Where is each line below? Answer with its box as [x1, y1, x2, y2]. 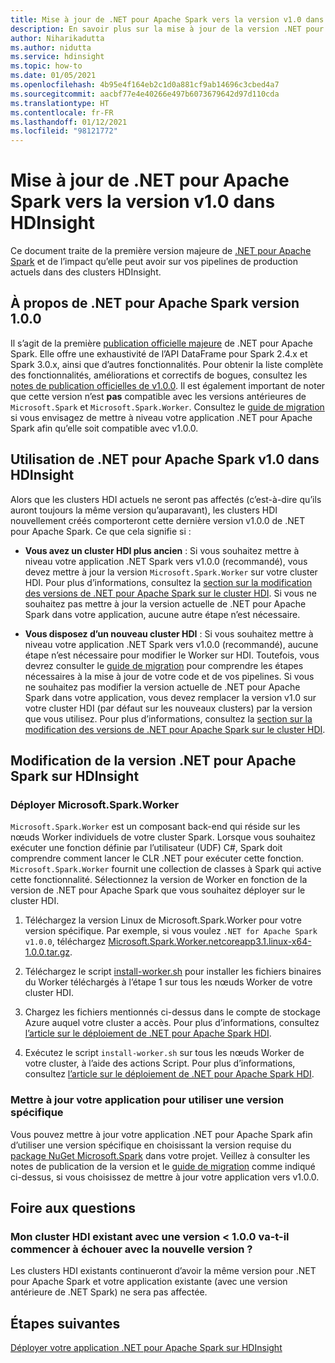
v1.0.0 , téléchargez [24, 936, 107, 948]
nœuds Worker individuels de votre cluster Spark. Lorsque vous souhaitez [10, 831, 316, 843]
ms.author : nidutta [10, 42, 92, 53]
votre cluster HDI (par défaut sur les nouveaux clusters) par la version [24, 702, 313, 714]
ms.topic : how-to [10, 61, 83, 71]
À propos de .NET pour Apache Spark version [10, 295, 300, 312]
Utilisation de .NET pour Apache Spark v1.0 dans [10, 451, 320, 468]
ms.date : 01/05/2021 [10, 71, 97, 81]
